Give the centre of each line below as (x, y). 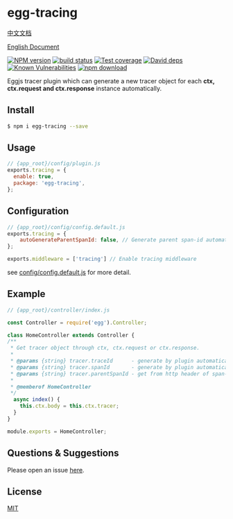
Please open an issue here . (46, 470)
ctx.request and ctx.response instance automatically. (85, 88)
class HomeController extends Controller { (71, 335)
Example (26, 294)
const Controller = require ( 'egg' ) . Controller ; (77, 323)
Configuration (38, 211)
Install (21, 110)
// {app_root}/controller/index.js (59, 310)
